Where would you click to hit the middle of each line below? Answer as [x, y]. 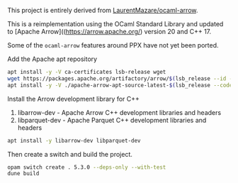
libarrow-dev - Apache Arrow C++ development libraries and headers [119, 112]
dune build [23, 174]
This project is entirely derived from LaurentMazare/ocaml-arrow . [103, 10]
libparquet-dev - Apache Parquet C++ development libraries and [112, 120]
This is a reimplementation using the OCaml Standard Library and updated [115, 24]
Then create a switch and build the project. [70, 154]
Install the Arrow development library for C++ [74, 99]
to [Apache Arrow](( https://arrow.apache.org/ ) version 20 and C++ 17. [109, 32]
